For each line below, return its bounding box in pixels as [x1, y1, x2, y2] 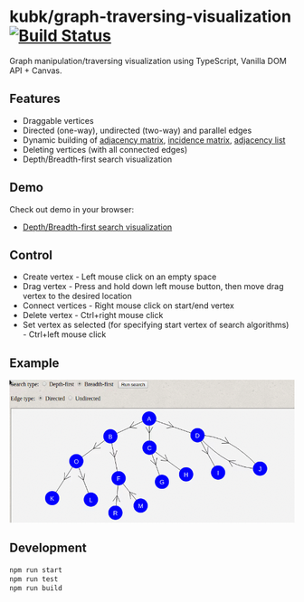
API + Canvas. [9, 65, 62, 76]
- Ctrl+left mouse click [22, 329, 107, 340]
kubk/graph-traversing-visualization [9, 6, 292, 27]
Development [9, 541, 88, 556]
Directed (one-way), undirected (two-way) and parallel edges [22, 125, 252, 136]
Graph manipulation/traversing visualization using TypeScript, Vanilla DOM [9, 55, 287, 66]
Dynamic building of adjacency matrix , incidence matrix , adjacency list [22, 134, 286, 146]
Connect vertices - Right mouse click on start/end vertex [22, 300, 235, 311]
